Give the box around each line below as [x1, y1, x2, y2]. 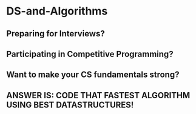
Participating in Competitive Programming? [6, 49, 174, 59]
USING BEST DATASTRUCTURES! [6, 99, 134, 110]
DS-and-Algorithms [6, 4, 108, 18]
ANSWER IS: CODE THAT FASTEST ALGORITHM [6, 90, 191, 101]
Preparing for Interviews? [6, 29, 105, 39]
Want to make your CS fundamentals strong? [6, 70, 180, 80]
